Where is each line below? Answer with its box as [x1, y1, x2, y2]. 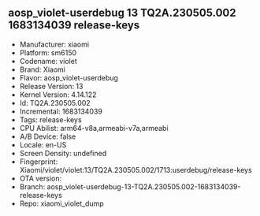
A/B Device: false [19, 132, 76, 141]
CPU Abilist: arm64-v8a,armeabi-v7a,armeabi [19, 123, 169, 132]
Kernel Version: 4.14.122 [19, 90, 97, 99]
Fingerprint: [19, 157, 58, 166]
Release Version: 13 [19, 81, 84, 91]
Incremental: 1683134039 [19, 106, 102, 116]
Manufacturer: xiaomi [19, 39, 89, 49]
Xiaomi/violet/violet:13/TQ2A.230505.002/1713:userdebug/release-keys [19, 165, 252, 174]
